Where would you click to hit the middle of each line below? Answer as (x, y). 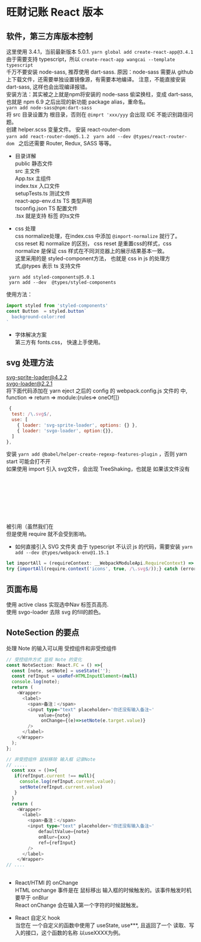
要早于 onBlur (32, 898)
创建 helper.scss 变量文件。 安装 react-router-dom (68, 129)
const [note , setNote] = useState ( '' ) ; (61, 670)
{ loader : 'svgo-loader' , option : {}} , (65, 431)
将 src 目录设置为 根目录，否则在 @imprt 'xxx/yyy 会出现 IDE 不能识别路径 (97, 115)
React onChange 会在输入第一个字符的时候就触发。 (78, 905)
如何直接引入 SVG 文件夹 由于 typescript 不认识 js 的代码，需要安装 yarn (104, 547)
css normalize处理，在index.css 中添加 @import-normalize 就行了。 (98, 236)
